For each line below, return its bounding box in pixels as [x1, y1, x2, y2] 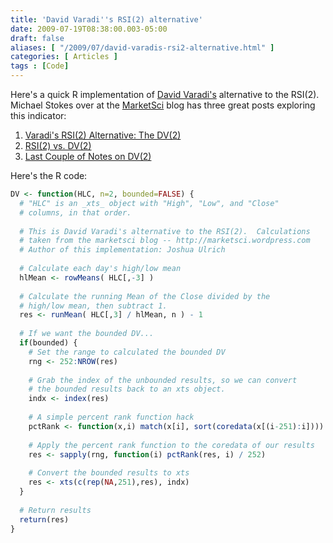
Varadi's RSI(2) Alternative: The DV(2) [24, 129, 182, 141]
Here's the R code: [10, 170, 88, 181]
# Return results [19, 505, 92, 515]
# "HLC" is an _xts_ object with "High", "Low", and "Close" [19, 198, 280, 208]
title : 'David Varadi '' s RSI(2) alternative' [10, 14, 203, 25]
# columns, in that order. [19, 207, 132, 218]
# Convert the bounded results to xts [28, 468, 190, 478]
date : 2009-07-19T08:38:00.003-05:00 [10, 24, 168, 34]
